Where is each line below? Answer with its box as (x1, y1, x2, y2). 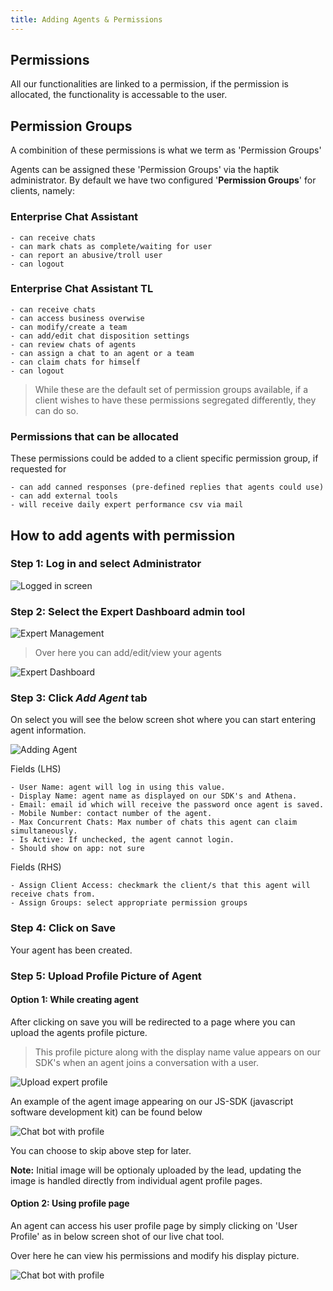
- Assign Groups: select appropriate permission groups (10, 898, 248, 908)
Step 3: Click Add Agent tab (10, 691, 148, 705)
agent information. (10, 724, 87, 736)
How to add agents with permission (10, 527, 236, 544)
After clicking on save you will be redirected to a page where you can (10, 1016, 296, 1028)
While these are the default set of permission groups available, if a (34, 383, 309, 395)
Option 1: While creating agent (10, 994, 139, 1006)
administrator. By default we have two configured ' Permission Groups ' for (10, 174, 317, 186)
